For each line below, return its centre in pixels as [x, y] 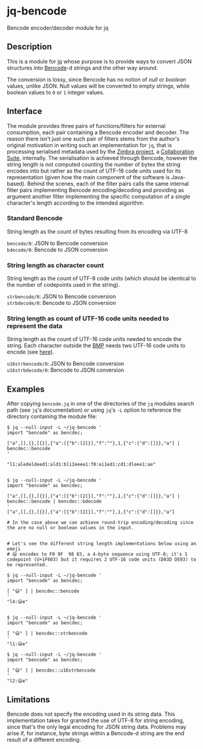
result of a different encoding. [44, 740]
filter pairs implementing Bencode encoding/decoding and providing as [95, 190]
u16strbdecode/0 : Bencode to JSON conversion [66, 370]
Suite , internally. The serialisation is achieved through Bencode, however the [102, 158]
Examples [26, 389]
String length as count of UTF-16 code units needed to [88, 319]
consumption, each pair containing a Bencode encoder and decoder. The [98, 132]
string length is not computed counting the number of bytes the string [94, 164]
